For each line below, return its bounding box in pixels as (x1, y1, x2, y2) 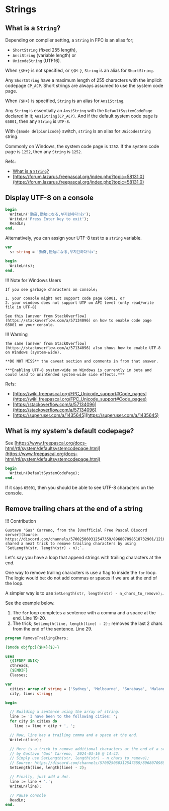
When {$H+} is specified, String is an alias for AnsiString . (5, 98, 125, 104)
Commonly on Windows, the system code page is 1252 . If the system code (5, 143, 159, 149)
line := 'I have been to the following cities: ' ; (10, 714, 118, 719)
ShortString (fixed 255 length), (12, 47, 77, 53)
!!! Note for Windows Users (5, 277, 61, 283)
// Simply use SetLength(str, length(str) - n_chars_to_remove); (10, 756, 150, 761)
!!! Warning (5, 331, 28, 337)
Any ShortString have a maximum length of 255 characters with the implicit (5, 77, 162, 83)
